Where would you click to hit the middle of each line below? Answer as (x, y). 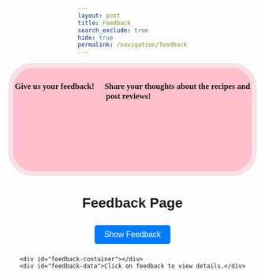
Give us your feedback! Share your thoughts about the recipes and (132, 87)
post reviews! (129, 96)
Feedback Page (132, 203)
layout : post (99, 16)
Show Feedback (132, 235)
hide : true (95, 38)
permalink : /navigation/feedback (132, 45)
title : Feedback (105, 23)
